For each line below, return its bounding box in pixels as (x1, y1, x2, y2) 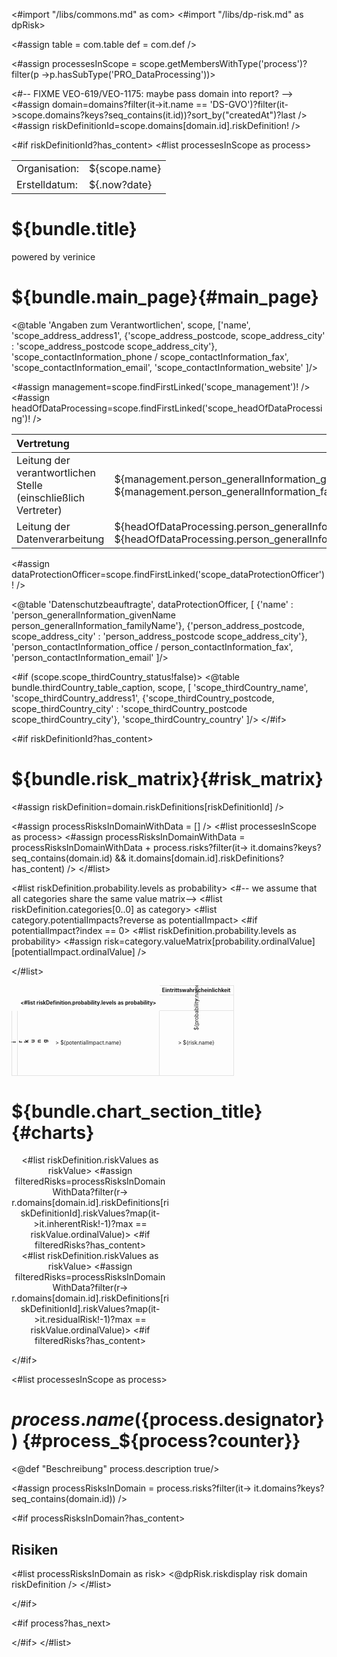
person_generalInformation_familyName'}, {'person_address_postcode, (11, 619, 306, 631)
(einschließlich (16, 490, 86, 504)
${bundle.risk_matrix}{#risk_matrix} (11, 768, 324, 791)
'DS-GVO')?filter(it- (209, 99, 289, 110)
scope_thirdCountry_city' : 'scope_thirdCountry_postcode (11, 702, 248, 714)
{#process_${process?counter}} (22, 1430, 301, 1453)
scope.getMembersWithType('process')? (139, 58, 308, 69)
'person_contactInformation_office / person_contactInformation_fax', (11, 640, 294, 653)
